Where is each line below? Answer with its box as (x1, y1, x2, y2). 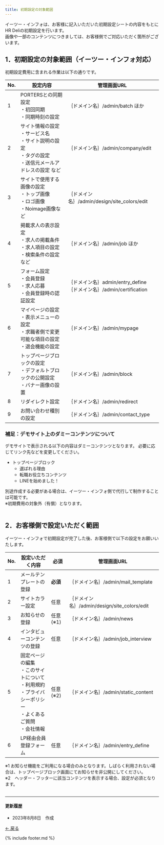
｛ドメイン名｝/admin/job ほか (68, 241, 138, 247)
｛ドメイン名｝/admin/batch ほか (68, 102, 144, 109)
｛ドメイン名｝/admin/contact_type (68, 411, 150, 418)
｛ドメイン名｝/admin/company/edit (68, 145, 152, 152)
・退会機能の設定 (20, 343, 60, 350)
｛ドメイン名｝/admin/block (68, 371, 133, 378)
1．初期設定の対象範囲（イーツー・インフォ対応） (5, 55, 155, 64)
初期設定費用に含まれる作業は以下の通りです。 (5, 69, 99, 75)
